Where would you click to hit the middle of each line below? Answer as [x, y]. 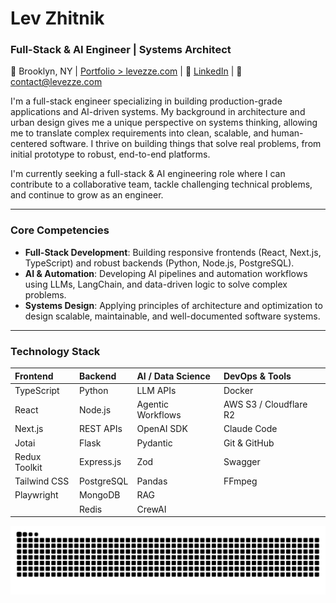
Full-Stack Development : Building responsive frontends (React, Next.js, [173, 252]
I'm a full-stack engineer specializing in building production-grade [146, 101]
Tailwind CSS [42, 481]
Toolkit [28, 467]
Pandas [152, 481]
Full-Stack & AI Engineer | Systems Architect [121, 50]
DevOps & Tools [257, 376]
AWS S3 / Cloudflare [265, 404]
